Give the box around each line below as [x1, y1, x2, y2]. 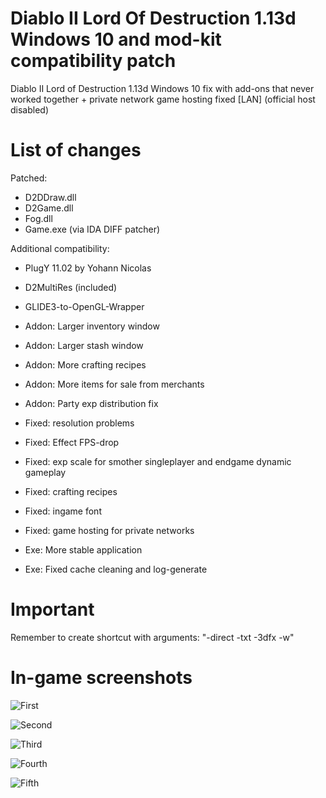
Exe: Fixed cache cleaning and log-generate [24, 563, 208, 575]
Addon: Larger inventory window [24, 320, 160, 332]
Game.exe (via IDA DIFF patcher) [24, 223, 161, 235]
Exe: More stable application [24, 543, 143, 556]
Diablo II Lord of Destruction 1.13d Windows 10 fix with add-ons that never [10, 82, 315, 94]
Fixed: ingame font [24, 505, 102, 517]
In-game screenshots [10, 667, 193, 689]
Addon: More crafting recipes [24, 358, 147, 371]
